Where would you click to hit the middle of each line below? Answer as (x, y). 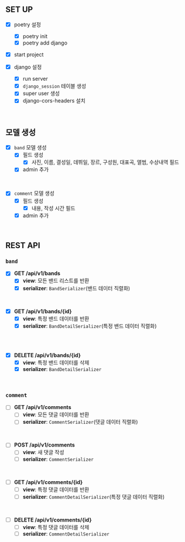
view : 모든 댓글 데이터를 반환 (56, 414)
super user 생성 (41, 94)
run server (35, 79)
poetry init (35, 36)
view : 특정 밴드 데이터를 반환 (56, 318)
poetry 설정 (28, 24)
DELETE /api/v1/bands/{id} (47, 355)
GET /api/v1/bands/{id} (43, 311)
